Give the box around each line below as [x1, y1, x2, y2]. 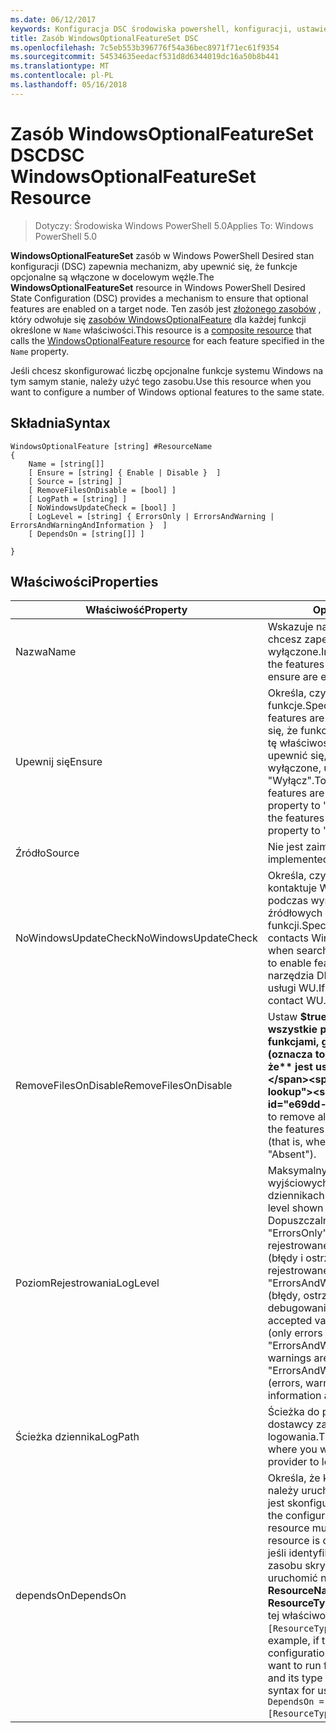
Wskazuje [267, 620, 314, 634]
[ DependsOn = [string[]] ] [28, 529, 145, 539]
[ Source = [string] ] [28, 476, 123, 486]
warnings [267, 1351, 312, 1365]
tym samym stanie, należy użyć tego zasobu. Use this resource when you [10, 375, 312, 387]
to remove [267, 1110, 316, 1124]
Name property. [10, 345, 69, 357]
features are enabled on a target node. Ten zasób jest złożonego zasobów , [10, 302, 322, 315]
